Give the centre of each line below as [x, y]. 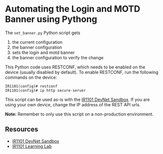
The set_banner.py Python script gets [43, 33]
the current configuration [37, 42]
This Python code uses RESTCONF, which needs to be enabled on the [75, 67]
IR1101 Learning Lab [32, 146]
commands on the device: [31, 77]
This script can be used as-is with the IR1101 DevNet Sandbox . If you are [77, 99]
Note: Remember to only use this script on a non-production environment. [79, 114]
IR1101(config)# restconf [31, 86]
